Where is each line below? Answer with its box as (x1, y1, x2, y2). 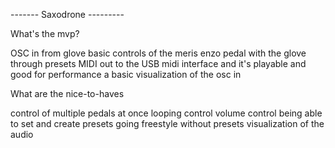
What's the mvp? (10, 28, 80, 39)
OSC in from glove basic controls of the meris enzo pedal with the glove (10, 47, 307, 59)
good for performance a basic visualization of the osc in (10, 69, 242, 80)
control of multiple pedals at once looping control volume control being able (10, 107, 323, 119)
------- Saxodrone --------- (10, 9, 125, 20)
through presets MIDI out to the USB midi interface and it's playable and (10, 58, 307, 69)
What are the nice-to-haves (10, 88, 125, 99)
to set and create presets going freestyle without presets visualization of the (10, 118, 325, 129)
